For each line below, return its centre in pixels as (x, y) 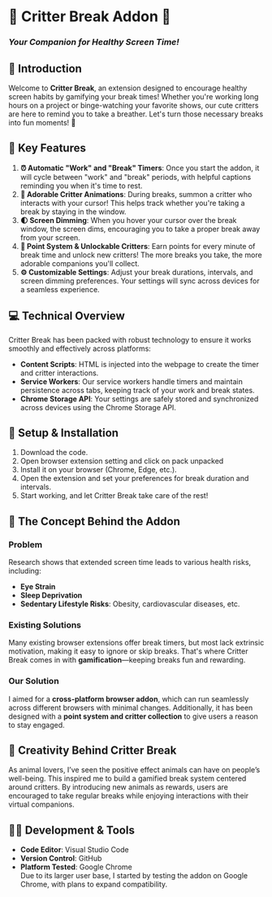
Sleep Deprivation (51, 595)
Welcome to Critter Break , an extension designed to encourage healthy (128, 88)
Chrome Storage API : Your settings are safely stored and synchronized (139, 399)
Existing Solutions (45, 624)
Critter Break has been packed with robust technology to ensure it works (130, 339)
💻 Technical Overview (67, 316)
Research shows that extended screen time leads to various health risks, (130, 562)
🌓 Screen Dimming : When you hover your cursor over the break (128, 220)
